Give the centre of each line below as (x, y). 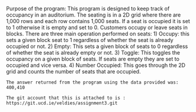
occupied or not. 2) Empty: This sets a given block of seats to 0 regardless (97, 46)
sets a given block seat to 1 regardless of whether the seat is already (90, 40)
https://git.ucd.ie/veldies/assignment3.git (62, 103)
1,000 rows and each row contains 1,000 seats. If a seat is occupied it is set (98, 21)
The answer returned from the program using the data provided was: (92, 82)
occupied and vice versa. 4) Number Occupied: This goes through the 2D (96, 65)
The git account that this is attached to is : (66, 98)
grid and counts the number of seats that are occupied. (73, 71)
